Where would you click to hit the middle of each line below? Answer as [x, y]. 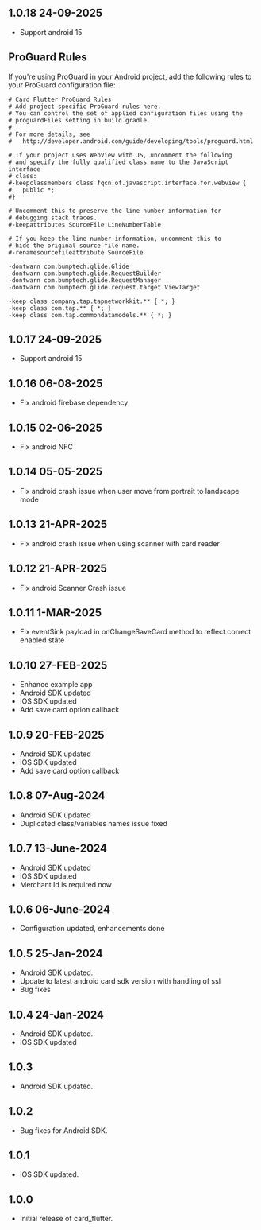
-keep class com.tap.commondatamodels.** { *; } [90, 315]
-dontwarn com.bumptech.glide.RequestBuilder [84, 274]
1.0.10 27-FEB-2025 [58, 665]
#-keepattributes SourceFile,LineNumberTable [84, 225]
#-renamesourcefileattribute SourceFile [76, 252]
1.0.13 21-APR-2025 [58, 524]
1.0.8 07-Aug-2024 [57, 795]
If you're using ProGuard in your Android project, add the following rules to [130, 76]
